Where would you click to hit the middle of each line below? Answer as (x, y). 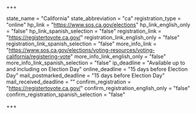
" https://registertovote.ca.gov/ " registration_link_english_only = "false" (93, 37)
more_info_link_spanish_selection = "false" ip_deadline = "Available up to (96, 63)
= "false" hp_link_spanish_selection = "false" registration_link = (84, 31)
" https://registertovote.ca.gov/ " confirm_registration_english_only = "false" (98, 88)
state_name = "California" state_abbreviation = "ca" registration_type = (94, 18)
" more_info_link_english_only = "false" (118, 56)
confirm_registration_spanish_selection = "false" (66, 94)
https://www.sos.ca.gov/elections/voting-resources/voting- (82, 50)
